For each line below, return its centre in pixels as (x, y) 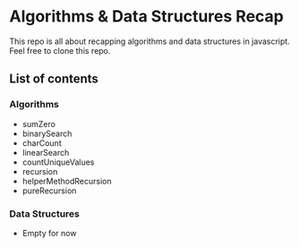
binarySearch (47, 133)
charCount (42, 143)
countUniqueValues (58, 162)
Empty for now (49, 233)
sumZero (39, 123)
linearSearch (46, 152)
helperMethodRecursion (67, 181)
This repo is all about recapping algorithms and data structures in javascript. (150, 41)
